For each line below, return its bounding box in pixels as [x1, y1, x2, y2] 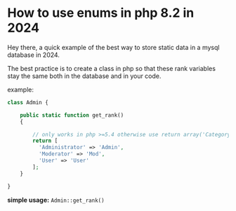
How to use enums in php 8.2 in [7, 5, 195, 21]
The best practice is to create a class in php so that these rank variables [7, 64, 216, 72]
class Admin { [7, 98, 49, 106]
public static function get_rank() [20, 111, 124, 119]
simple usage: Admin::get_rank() [7, 196, 105, 204]
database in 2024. [7, 51, 60, 59]
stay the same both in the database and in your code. [7, 72, 162, 80]
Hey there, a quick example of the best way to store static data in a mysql [7, 43, 220, 51]
